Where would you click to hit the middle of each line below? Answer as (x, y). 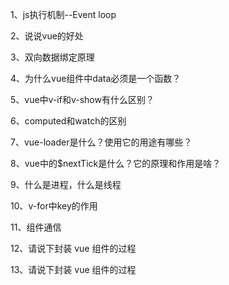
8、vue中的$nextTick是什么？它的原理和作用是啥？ (116, 163)
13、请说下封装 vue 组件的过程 (73, 269)
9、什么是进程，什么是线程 (66, 184)
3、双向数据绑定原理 (52, 57)
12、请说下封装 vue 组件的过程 (73, 248)
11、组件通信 (36, 227)
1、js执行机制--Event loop (63, 14)
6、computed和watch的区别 (68, 121)
